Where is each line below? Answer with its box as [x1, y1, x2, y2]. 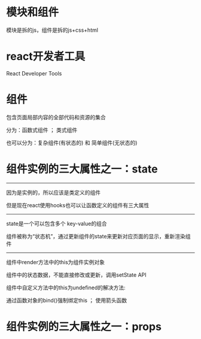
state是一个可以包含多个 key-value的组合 [6, 220, 107, 227]
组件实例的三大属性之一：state [6, 162, 158, 175]
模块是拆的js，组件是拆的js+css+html [6, 26, 99, 34]
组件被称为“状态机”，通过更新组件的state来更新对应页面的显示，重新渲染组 [6, 232, 191, 240]
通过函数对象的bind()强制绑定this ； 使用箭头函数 [6, 296, 127, 304]
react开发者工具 [6, 50, 86, 63]
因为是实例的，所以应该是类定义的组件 [6, 189, 100, 196]
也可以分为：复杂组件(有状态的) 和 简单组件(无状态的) [6, 139, 138, 146]
